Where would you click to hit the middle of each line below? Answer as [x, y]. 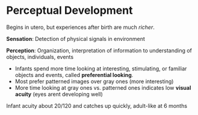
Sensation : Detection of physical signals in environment [76, 39]
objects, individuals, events [40, 57]
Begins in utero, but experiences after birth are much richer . [80, 27]
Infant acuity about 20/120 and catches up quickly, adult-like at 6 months [97, 105]
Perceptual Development [70, 11]
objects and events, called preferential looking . [74, 75]
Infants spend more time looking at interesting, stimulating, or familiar [101, 68]
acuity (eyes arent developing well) [59, 94]
